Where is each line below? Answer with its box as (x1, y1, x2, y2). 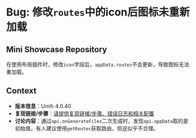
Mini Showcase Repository (6, 44, 108, 54)
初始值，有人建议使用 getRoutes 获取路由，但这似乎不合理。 (14, 124, 159, 131)
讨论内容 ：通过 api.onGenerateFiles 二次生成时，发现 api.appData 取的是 (14, 117, 189, 124)
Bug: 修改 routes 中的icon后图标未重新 (6, 5, 190, 19)
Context (6, 86, 37, 96)
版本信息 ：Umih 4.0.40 (14, 102, 71, 109)
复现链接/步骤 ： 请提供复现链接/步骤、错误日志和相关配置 (14, 109, 154, 117)
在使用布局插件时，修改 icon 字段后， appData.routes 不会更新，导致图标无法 (6, 61, 189, 68)
